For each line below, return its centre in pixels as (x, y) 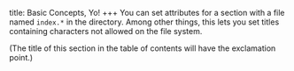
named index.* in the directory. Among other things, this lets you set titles (144, 22)
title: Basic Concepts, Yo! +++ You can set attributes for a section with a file (147, 13)
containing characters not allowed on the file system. (106, 31)
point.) (21, 57)
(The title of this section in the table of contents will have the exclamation (143, 48)
